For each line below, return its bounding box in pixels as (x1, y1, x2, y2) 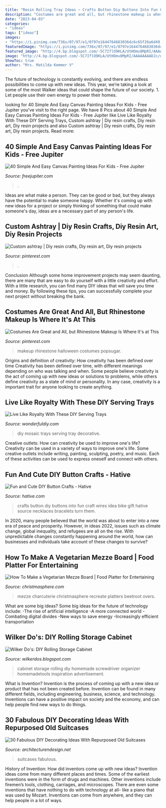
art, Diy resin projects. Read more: (5, 128, 75, 134)
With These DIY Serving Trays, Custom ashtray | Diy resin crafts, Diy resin (5, 118, 156, 124)
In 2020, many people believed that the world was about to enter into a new (5, 518, 159, 524)
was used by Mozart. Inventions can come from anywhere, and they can (5, 792, 152, 798)
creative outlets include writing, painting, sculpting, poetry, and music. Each (5, 451, 160, 457)
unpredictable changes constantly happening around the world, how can (5, 534, 153, 539)
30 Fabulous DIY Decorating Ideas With (5, 716, 129, 725)
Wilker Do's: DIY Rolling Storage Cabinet (5, 633, 132, 642)
